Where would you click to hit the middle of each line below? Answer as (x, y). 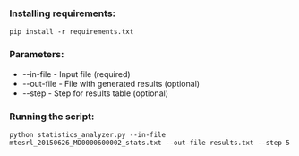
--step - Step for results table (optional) (95, 93)
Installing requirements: (63, 13)
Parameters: (37, 55)
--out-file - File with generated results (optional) (111, 83)
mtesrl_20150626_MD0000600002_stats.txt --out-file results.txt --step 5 (150, 143)
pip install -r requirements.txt (72, 32)
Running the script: (52, 117)
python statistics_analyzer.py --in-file (88, 134)
